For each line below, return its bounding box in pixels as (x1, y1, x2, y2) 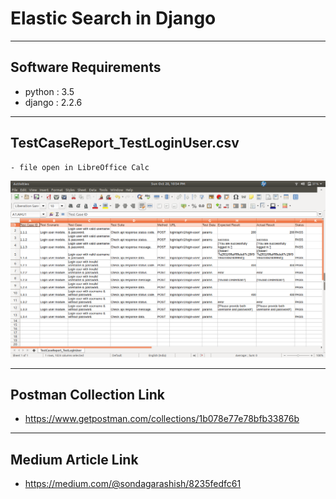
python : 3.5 (24, 85, 75, 97)
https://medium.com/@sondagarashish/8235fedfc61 (24, 478, 242, 490)
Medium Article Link (10, 451, 139, 468)
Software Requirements (10, 59, 162, 76)
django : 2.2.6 (24, 96, 83, 108)
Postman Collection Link (10, 386, 165, 403)
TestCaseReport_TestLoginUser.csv (10, 135, 240, 152)
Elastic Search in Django (10, 7, 217, 30)
